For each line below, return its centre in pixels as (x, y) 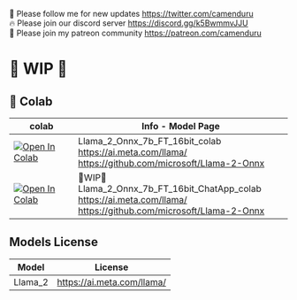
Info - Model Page (180, 126)
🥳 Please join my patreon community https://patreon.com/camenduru (136, 33)
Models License (54, 242)
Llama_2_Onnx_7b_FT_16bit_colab (150, 141)
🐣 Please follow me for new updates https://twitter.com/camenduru (131, 14)
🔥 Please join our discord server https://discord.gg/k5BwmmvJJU (129, 23)
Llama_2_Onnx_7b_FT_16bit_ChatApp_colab (170, 188)
